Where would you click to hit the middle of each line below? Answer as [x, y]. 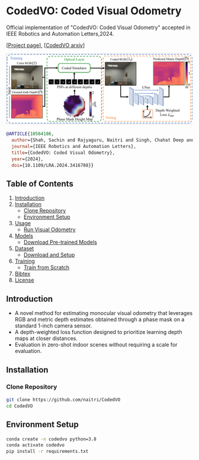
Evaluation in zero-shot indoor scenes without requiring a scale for [96, 345]
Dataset [24, 248]
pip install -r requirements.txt [47, 452]
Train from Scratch [46, 267]
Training [25, 261]
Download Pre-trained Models [60, 242]
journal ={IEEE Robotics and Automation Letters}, [74, 147]
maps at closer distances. [46, 338]
